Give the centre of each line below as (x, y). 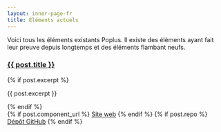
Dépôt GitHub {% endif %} (45, 121)
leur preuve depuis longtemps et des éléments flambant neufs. (96, 47)
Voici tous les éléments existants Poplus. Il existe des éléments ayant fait (110, 39)
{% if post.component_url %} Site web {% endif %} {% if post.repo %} (107, 114)
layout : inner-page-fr (40, 13)
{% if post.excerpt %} (38, 79)
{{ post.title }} (31, 65)
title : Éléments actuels (43, 20)
